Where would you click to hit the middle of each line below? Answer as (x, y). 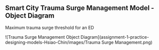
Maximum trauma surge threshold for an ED (50, 27)
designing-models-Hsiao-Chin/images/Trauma (53, 42)
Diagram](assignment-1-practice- (115, 37)
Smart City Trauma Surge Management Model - (80, 8)
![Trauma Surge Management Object (42, 37)
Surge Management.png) (127, 42)
